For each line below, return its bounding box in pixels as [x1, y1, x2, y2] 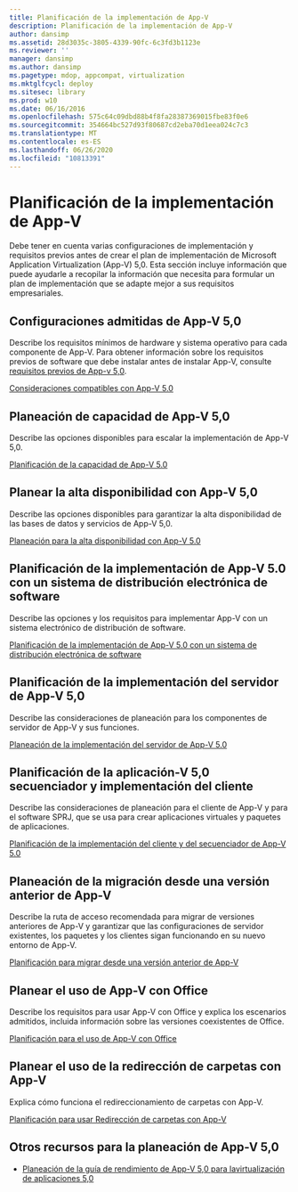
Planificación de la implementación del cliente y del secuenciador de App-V [9, 838, 286, 849]
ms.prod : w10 [9, 95, 58, 105]
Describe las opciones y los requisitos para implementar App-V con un [9, 612, 269, 624]
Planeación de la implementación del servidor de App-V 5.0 [9, 739, 228, 749]
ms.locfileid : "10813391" [9, 153, 105, 163]
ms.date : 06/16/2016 [9, 104, 86, 113]
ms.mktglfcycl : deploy [9, 79, 93, 88]
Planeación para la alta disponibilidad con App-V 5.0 [9, 535, 202, 546]
